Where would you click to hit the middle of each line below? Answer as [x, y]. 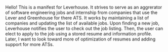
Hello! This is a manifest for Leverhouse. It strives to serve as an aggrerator [84, 7]
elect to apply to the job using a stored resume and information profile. [79, 34]
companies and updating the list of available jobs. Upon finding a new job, [82, 23]
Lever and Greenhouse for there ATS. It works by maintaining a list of [77, 18]
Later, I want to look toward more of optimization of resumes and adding [80, 39]
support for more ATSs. [30, 44]
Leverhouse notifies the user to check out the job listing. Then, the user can [84, 28]
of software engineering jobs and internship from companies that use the [81, 12]
